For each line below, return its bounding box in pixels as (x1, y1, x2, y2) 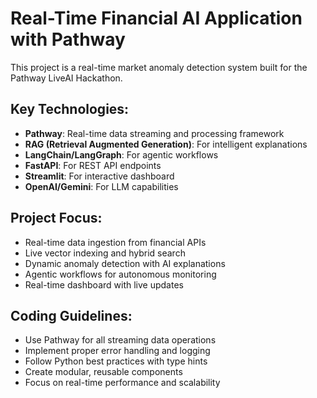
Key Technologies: (10, 101, 130, 118)
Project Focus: (10, 210, 103, 227)
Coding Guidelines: (10, 307, 133, 324)
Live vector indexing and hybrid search (24, 247, 186, 259)
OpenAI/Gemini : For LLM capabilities (24, 180, 179, 192)
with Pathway (10, 28, 126, 51)
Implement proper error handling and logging (24, 345, 211, 357)
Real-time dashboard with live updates (24, 278, 184, 291)
